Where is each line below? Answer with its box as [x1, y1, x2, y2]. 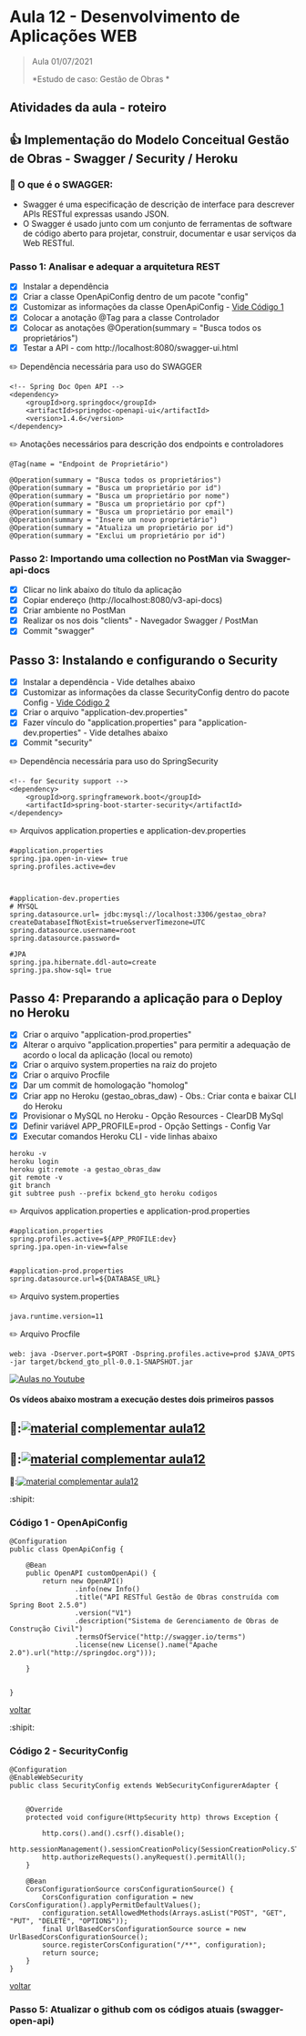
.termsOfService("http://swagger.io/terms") [74, 1632, 247, 1642]
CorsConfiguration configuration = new [42, 1893, 194, 1902]
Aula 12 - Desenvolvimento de [9, 6, 240, 27]
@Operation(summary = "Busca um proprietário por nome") [9, 491, 230, 500]
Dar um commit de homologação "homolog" [22, 1079, 189, 1090]
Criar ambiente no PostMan [22, 605, 126, 616]
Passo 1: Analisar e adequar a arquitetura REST [9, 260, 220, 272]
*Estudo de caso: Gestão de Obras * [31, 73, 170, 84]
